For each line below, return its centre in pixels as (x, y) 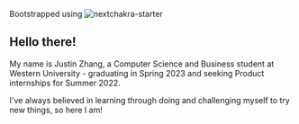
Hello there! (43, 42)
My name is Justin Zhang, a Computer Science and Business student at (142, 64)
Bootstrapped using (46, 14)
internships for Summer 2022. (65, 83)
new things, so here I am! (56, 110)
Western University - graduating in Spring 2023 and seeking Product (137, 73)
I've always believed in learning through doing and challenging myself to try (149, 100)
